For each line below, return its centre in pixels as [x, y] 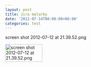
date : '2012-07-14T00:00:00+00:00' [42, 19]
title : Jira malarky [26, 14]
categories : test [23, 23]
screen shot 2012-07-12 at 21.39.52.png [46, 37]
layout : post [19, 10]
